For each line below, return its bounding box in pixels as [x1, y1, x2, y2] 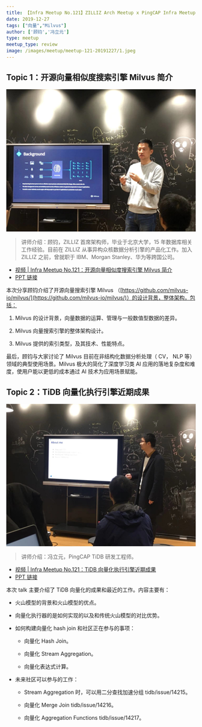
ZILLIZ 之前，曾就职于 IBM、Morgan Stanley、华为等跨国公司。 [20, 253, 178, 260]
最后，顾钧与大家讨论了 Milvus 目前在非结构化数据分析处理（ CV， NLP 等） [6, 352, 195, 360]
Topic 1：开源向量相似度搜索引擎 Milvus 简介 [6, 72, 173, 83]
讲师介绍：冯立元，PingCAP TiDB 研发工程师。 [20, 553, 137, 560]
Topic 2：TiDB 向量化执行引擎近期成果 [6, 387, 150, 398]
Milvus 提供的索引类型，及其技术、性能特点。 [14, 340, 128, 347]
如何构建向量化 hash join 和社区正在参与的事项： [14, 624, 135, 632]
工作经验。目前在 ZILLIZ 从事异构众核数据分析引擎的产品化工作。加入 [20, 246, 192, 253]
